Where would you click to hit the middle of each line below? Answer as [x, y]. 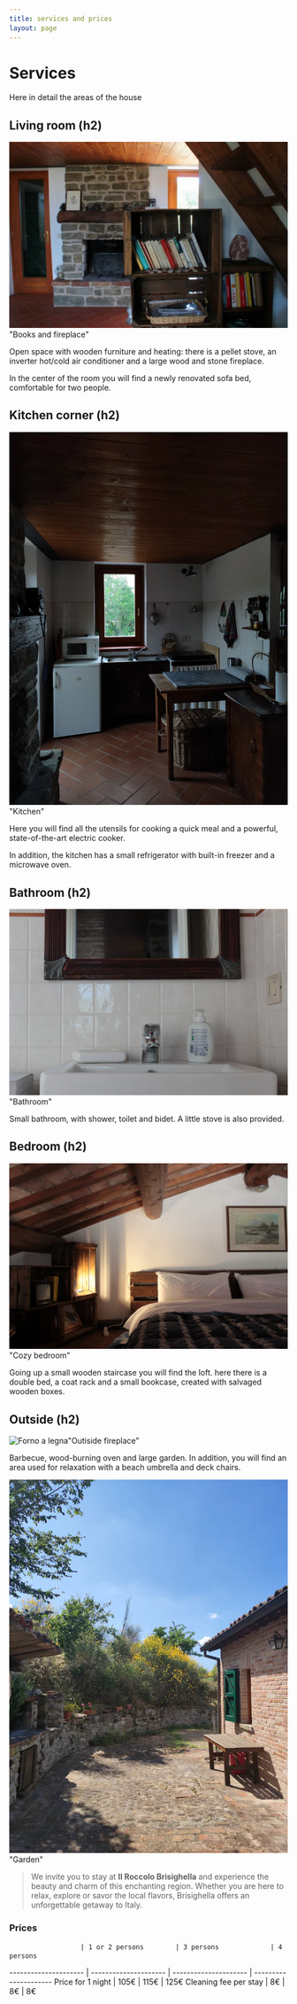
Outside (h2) [45, 1419]
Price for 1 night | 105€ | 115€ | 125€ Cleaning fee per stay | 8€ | [170, 1982]
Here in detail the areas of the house [76, 97]
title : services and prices [61, 19]
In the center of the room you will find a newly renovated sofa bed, [130, 378]
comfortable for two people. [60, 387]
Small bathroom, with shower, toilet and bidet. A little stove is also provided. [147, 1119]
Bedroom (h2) [48, 1146]
